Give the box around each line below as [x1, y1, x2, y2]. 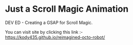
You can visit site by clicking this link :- [5, 29, 83, 35]
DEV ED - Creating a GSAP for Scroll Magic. [5, 20, 93, 25]
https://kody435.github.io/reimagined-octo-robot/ [5, 34, 105, 40]
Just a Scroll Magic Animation [5, 3, 129, 15]
